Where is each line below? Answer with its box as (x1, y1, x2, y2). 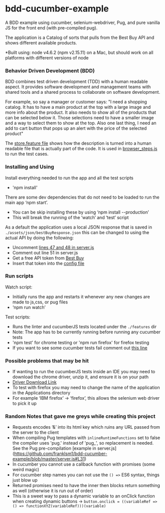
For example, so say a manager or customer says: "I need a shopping (5, 99, 148, 105)
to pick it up (12, 400, 37, 407)
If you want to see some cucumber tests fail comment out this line (12, 345, 148, 351)
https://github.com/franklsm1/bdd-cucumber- (14, 451, 108, 457)
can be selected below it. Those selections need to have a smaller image (5, 115, 154, 121)
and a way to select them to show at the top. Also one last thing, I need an (5, 120, 157, 126)
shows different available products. (5, 39, 77, 45)
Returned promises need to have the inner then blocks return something (12, 483, 161, 489)
